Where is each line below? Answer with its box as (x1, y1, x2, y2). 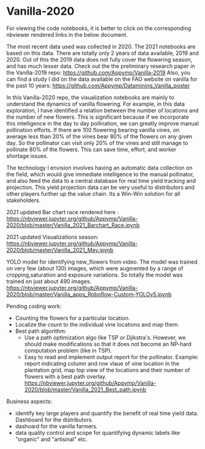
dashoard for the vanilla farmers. (15, 422, 98, 429)
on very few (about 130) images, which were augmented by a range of (6, 264, 184, 272)
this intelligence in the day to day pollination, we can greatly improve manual (6, 119, 199, 127)
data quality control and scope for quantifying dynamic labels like (15, 429, 181, 436)
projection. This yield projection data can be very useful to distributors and (6, 184, 195, 191)
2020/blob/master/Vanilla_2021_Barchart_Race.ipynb (6, 221, 140, 229)
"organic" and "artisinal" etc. (15, 436, 88, 443)
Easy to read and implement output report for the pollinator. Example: (24, 353, 199, 360)
